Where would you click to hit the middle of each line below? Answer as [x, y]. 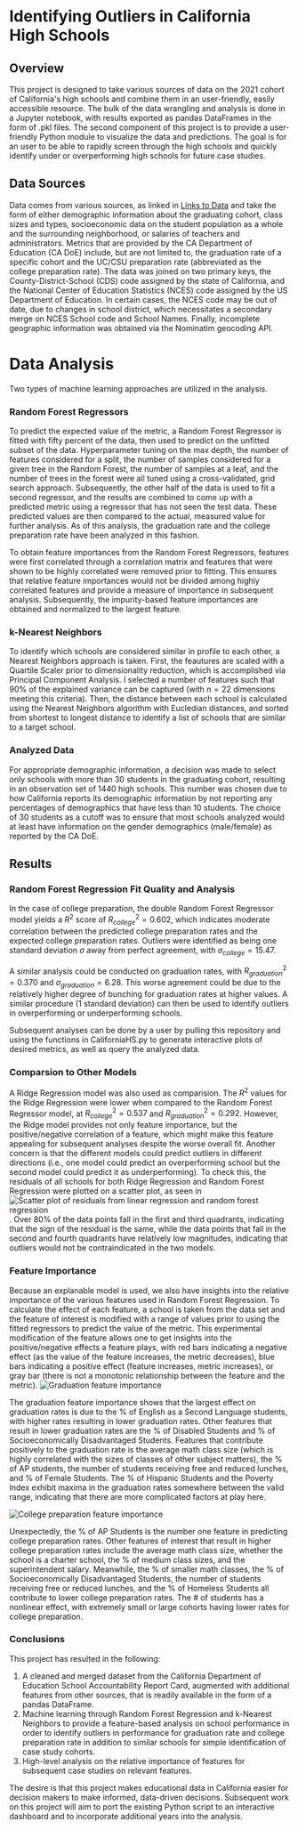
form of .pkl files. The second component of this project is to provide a [139, 127]
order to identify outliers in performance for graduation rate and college [153, 1732]
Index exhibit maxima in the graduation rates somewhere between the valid [147, 1487]
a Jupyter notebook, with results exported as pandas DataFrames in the [141, 118]
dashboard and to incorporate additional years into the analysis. [126, 1816]
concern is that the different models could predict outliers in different [136, 1154]
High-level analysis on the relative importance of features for [133, 1761]
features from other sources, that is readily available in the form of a [147, 1695]
